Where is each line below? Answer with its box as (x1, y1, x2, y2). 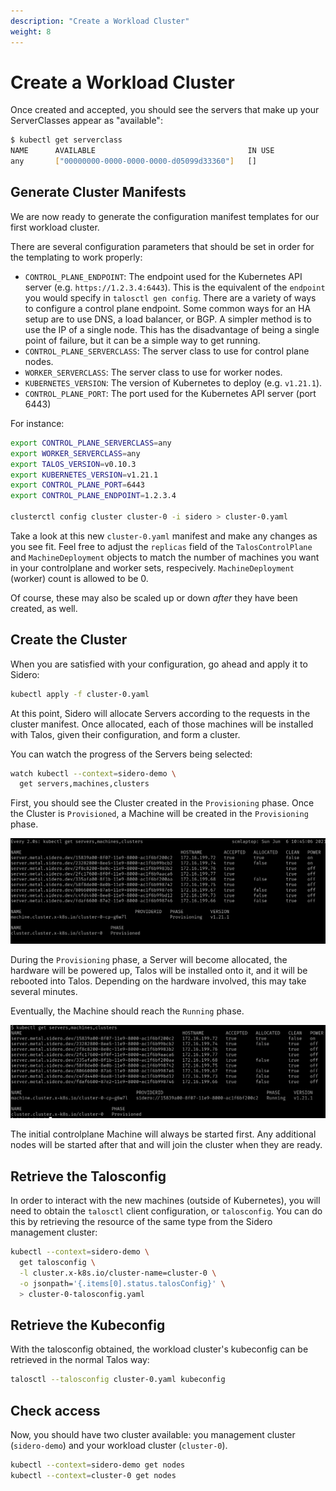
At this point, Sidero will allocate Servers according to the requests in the (10, 707, 311, 719)
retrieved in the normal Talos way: (10, 1354, 150, 1366)
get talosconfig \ (19, 1257, 97, 1267)
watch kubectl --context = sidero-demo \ (10, 768, 177, 779)
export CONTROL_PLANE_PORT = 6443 (10, 480, 145, 490)
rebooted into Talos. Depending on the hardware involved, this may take (10, 975, 307, 987)
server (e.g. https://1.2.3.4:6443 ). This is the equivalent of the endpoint (24, 281, 326, 293)
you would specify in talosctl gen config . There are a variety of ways (24, 291, 317, 304)
